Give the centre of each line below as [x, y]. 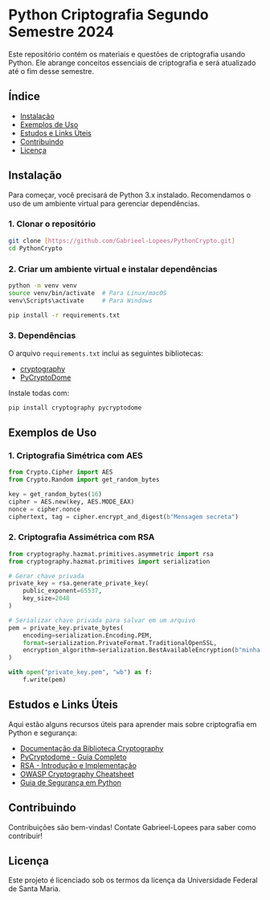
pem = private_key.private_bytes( [66, 628]
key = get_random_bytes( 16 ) [55, 495]
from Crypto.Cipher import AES [61, 472]
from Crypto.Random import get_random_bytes [84, 480]
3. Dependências [42, 335]
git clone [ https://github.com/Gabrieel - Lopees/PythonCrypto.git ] [122, 240]
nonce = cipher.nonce [45, 509]
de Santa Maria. [35, 889]
